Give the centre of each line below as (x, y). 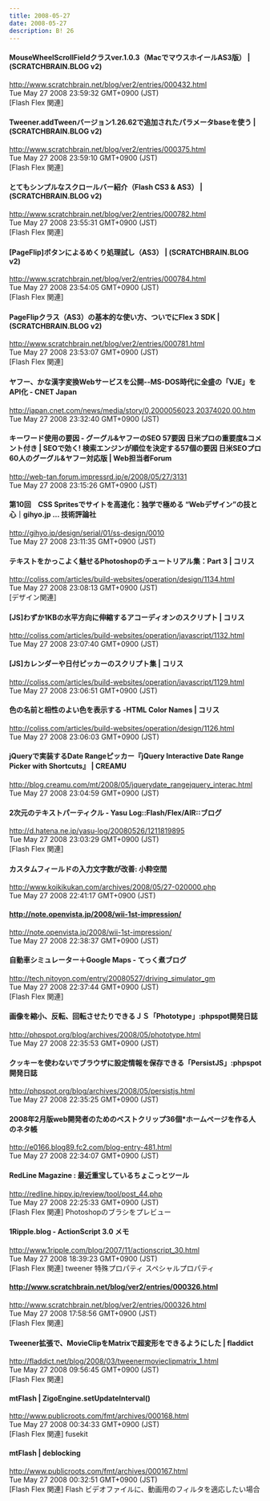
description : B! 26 (42, 31)
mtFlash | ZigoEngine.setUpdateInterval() (80, 1398)
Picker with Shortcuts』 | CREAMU (68, 766)
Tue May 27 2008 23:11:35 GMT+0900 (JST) (83, 542)
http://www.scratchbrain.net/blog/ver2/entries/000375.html (108, 149)
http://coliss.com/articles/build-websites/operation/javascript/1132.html (127, 636)
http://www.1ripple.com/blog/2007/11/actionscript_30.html (104, 1249)
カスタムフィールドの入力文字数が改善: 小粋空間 (88, 869)
